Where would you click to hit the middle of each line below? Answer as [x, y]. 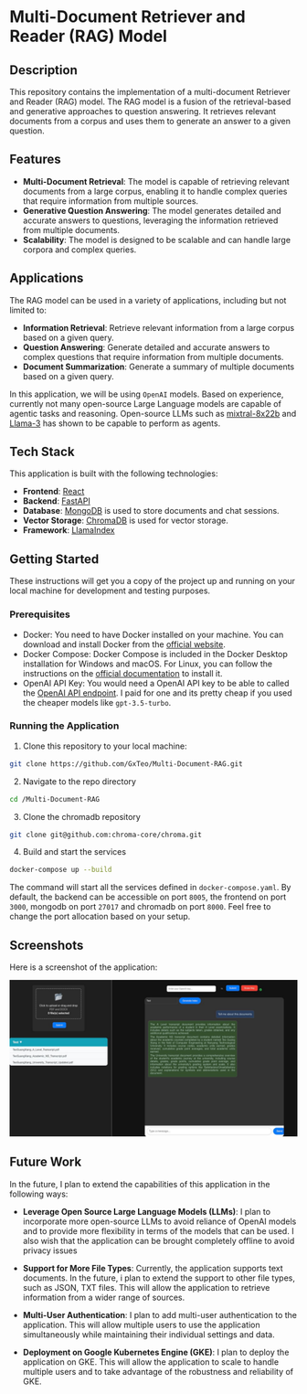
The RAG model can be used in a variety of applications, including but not [148, 300]
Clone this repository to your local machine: [105, 746]
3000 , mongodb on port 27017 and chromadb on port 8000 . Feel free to [140, 907]
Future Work [46, 1162]
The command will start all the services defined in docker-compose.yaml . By [150, 888]
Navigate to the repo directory [79, 781]
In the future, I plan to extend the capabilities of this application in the [140, 1184]
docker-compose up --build [61, 870]
